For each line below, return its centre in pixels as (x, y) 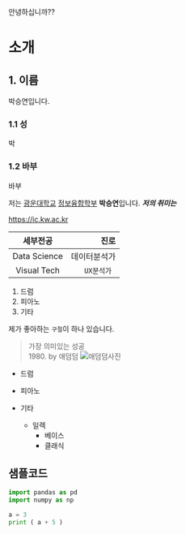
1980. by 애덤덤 (53, 356)
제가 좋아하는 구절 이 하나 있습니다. (61, 329)
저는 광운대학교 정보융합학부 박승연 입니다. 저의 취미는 (93, 203)
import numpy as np (41, 500)
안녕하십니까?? (32, 12)
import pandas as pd (43, 493)
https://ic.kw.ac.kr (38, 219)
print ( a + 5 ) (36, 523)
